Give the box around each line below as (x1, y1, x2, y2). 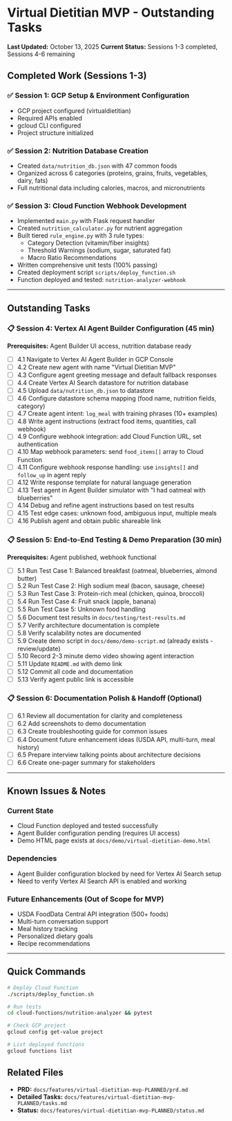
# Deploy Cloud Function (7, 984, 79, 991)
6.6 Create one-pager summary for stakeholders (17, 758, 155, 766)
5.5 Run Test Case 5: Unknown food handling (17, 605, 146, 614)
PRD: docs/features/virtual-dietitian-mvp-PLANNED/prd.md (17, 1085, 188, 1093)
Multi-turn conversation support (17, 917, 108, 926)
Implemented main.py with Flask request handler (17, 217, 155, 225)
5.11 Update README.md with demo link (17, 660, 122, 668)
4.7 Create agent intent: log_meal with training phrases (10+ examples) (17, 409, 217, 418)
